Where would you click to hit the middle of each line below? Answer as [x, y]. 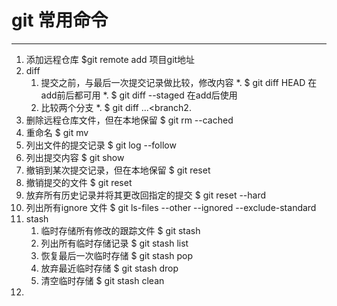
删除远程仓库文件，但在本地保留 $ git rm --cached [129, 120]
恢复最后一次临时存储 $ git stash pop [116, 255]
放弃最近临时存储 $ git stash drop [109, 268]
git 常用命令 [60, 20]
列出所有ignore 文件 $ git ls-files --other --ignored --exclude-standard [171, 207]
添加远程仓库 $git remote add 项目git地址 [110, 59]
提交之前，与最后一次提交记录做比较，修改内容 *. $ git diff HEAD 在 [179, 82]
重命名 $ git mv [57, 132]
